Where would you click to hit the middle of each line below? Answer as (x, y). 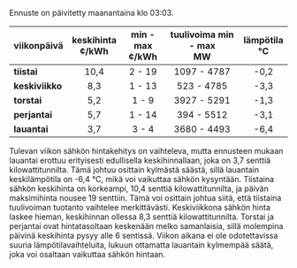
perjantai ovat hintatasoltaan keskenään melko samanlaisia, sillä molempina (146, 226)
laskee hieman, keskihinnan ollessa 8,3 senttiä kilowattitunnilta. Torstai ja (141, 217)
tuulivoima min (202, 34)
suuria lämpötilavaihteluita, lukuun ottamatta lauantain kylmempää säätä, (141, 245)
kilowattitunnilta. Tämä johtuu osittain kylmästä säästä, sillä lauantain (134, 170)
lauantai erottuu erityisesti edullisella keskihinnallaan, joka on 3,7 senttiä (140, 160)
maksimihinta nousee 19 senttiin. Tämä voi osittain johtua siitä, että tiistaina (145, 198)
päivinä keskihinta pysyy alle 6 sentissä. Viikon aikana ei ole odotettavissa (144, 235)
